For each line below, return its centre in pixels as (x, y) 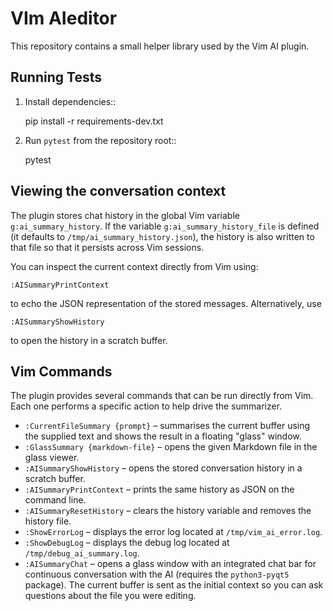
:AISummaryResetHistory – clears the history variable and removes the (168, 511)
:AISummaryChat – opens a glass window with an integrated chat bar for (170, 564)
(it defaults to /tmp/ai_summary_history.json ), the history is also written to (162, 236)
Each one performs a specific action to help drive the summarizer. (146, 406)
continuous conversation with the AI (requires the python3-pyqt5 (157, 574)
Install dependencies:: (70, 101)
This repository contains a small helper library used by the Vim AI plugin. (160, 46)
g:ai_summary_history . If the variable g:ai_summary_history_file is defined (165, 226)
